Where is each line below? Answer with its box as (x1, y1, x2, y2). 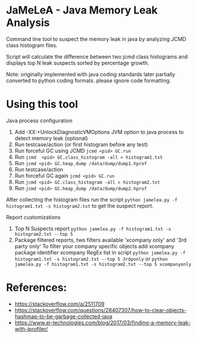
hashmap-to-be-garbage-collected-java (14, 313, 113, 320)
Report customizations (6, 213, 61, 220)
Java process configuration (6, 117, 72, 124)
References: (6, 281, 67, 295)
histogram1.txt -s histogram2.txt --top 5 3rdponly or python (14, 255, 168, 262)
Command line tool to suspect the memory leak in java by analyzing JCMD (6, 35, 186, 42)
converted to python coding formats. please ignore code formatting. (6, 77, 171, 84)
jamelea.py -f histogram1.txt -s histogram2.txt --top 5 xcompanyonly (14, 261, 192, 267)
